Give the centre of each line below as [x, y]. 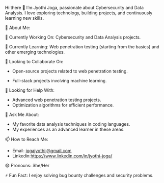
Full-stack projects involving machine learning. [59, 81]
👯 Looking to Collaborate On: [34, 61]
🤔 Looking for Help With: [30, 90]
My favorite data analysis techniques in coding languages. [71, 124]
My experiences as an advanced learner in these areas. [68, 129]
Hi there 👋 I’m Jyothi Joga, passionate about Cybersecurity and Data [74, 8]
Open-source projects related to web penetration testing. [70, 71]
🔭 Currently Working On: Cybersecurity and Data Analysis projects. [73, 37]
